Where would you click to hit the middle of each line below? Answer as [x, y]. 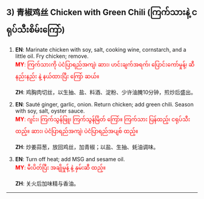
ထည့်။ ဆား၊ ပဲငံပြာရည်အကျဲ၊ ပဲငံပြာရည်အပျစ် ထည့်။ [76, 131]
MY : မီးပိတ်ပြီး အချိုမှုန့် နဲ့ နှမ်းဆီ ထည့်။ [60, 167]
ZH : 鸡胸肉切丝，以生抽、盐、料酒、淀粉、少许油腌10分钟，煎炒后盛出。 [106, 92]
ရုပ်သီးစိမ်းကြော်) [36, 30]
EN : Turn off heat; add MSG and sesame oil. [70, 159]
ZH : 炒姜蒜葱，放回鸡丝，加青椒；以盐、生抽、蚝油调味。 [87, 147]
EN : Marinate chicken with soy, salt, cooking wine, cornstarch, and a [100, 49]
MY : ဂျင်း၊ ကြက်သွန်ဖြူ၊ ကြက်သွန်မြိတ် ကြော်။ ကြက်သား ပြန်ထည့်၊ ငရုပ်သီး [103, 119]
